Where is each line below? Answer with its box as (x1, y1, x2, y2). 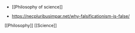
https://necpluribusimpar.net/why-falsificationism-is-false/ (11, 13, 130, 19)
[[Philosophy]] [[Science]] (4, 22, 57, 28)
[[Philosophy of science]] (11, 4, 63, 10)
